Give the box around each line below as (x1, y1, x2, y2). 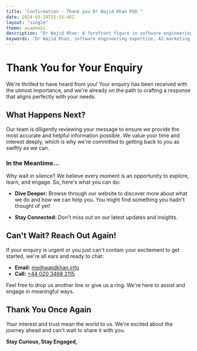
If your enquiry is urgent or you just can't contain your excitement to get (6, 246, 180, 253)
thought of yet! (14, 203, 51, 210)
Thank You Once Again (6, 305, 92, 315)
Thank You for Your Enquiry (6, 61, 143, 75)
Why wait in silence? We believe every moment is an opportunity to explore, (6, 173, 189, 180)
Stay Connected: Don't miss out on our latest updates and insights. (14, 214, 178, 221)
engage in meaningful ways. (6, 288, 74, 295)
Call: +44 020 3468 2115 (14, 270, 75, 277)
